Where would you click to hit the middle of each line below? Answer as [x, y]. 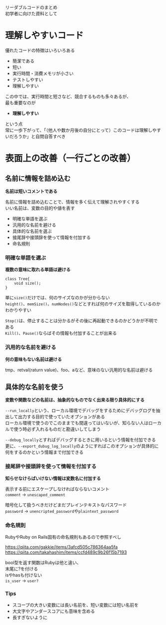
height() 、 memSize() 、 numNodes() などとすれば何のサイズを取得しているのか [83, 304]
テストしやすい [28, 79]
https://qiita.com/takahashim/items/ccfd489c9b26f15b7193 [66, 552]
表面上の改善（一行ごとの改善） [70, 158]
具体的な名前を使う [35, 387]
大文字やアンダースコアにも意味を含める [54, 611]
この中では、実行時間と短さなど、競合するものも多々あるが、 [68, 96]
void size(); [28, 283]
